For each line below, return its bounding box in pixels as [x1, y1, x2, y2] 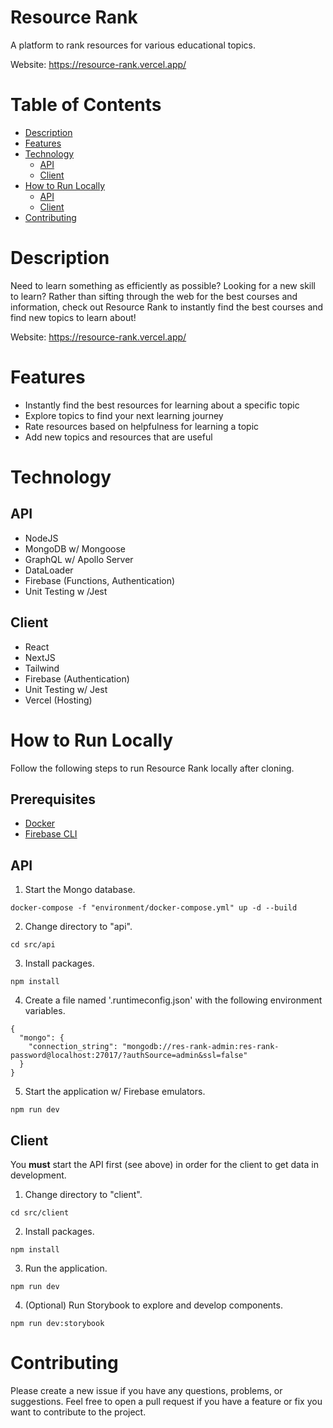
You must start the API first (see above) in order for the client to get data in [10, 1158, 319, 1170]
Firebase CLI [24, 828, 78, 840]
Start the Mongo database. [24, 884, 136, 896]
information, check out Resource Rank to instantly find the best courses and [10, 301, 324, 313]
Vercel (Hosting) [24, 694, 93, 706]
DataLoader [24, 564, 74, 576]
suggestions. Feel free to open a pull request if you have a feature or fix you [10, 1395, 323, 1407]
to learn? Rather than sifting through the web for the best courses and [10, 290, 298, 302]
